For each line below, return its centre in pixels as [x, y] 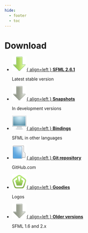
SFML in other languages [37, 138]
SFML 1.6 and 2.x [29, 226]
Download [26, 45]
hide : [10, 10]
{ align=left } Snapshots [51, 99]
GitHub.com [24, 167]
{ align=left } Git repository [54, 158]
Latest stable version [33, 79]
